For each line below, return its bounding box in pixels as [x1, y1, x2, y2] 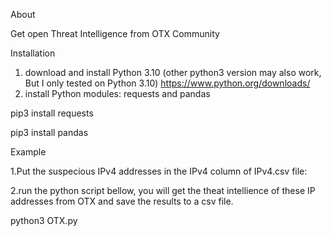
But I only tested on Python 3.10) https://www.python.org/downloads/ [24, 77, 311, 89]
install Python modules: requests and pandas [24, 88, 211, 99]
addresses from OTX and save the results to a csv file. [10, 195, 234, 207]
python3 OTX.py [10, 215, 78, 226]
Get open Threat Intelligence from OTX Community [10, 28, 220, 39]
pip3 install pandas [10, 127, 89, 138]
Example [10, 146, 47, 158]
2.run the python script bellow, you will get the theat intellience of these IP [10, 185, 316, 196]
